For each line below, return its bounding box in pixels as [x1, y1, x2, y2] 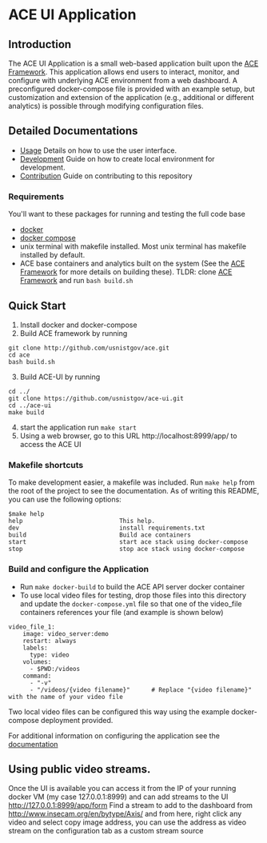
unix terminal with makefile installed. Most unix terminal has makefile [19, 242, 246, 251]
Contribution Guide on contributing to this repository [19, 170, 193, 181]
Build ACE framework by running [19, 328, 128, 338]
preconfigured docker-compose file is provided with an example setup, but [8, 84, 256, 94]
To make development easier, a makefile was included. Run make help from [8, 477, 255, 487]
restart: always [22, 637, 78, 645]
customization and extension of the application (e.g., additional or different [8, 93, 254, 102]
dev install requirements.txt [8, 524, 205, 533]
